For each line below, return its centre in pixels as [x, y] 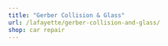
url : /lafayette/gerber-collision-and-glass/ [84, 23]
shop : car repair [37, 30]
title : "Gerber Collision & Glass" [67, 15]
